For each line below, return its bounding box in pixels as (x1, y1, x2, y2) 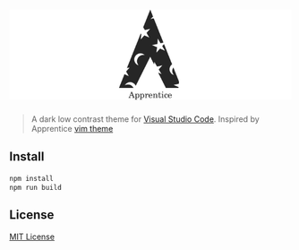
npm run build (9, 183, 63, 192)
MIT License (9, 231, 56, 242)
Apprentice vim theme (30, 123, 114, 134)
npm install (9, 174, 54, 183)
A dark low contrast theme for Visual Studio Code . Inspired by (30, 113, 260, 125)
